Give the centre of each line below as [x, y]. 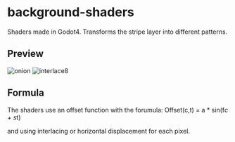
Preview [26, 54]
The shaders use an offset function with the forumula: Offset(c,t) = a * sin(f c [118, 110]
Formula [26, 93]
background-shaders [71, 12]
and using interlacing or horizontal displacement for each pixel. [99, 131]
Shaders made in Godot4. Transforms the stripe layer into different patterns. [118, 32]
